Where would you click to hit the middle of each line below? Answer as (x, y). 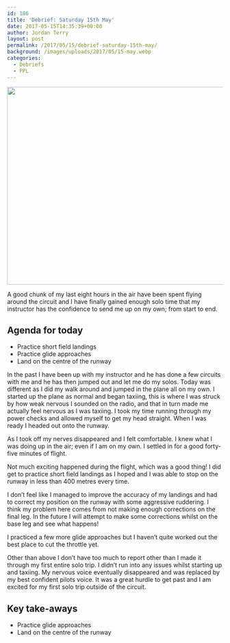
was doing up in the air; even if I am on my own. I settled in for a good (105, 446)
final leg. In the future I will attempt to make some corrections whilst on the (112, 517)
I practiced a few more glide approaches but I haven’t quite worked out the (112, 537)
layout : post (26, 39)
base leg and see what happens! (53, 524)
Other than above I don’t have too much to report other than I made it (104, 558)
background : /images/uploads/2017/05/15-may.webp (79, 52)
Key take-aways (42, 608)
